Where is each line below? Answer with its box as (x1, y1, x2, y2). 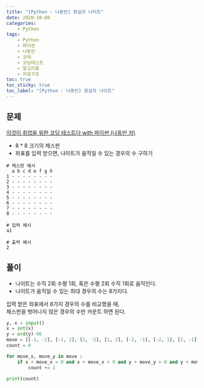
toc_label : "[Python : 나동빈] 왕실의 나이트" (6, 88, 115, 94)
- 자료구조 (17, 71, 39, 77)
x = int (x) (6, 326, 34, 332)
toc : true (6, 76, 32, 82)
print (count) (6, 375, 39, 382)
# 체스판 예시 (6, 162, 36, 169)
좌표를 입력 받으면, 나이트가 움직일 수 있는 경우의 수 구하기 (15, 149, 153, 156)
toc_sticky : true (6, 82, 50, 89)
